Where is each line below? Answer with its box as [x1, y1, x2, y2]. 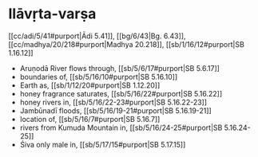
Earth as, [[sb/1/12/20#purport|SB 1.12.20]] [19, 80, 161, 90]
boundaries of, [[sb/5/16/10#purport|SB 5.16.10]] [19, 72, 178, 81]
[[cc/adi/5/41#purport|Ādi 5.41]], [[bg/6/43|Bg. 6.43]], [8, 31, 186, 41]
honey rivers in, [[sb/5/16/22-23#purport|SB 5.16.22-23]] [19, 97, 208, 107]
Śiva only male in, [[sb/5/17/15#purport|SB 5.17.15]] [19, 139, 186, 149]
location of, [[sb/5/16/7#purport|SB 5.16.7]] [19, 114, 161, 124]
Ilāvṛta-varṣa [8, 5, 97, 23]
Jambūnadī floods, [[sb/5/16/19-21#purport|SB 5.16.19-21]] [19, 105, 212, 116]
